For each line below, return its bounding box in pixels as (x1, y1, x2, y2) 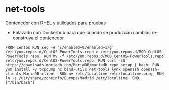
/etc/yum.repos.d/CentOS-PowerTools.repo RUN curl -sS (5, 58, 125, 63)
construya (12, 35, 34, 41)
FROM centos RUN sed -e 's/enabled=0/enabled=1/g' (5, 44, 114, 50)
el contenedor (34, 35, 64, 41)
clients (5, 71, 22, 76)
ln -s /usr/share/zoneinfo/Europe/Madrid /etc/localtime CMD (5, 75, 139, 81)
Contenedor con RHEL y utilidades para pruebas (5, 20, 106, 26)
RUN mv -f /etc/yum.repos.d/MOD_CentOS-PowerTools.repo (44, 54, 164, 59)
